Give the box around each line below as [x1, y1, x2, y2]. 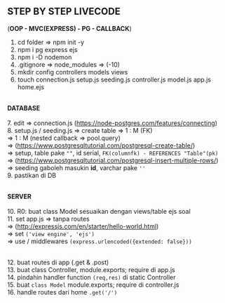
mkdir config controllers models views [17, 67, 128, 76]
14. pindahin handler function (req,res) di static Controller [7, 273, 177, 281]
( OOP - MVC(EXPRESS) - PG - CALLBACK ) [7, 24, 132, 32]
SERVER [7, 192, 32, 200]
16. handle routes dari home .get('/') [7, 288, 118, 296]
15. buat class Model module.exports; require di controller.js [7, 281, 179, 289]
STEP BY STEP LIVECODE [7, 6, 121, 18]
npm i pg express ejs [17, 45, 79, 53]
